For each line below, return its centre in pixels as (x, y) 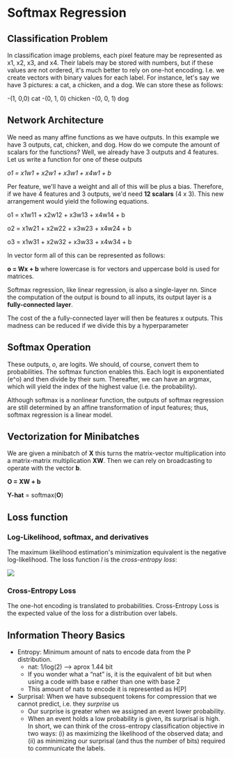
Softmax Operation (49, 348)
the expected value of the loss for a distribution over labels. (92, 613)
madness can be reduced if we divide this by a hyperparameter (98, 325)
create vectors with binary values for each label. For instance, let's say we (114, 77)
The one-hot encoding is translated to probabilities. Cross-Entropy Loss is (113, 606)
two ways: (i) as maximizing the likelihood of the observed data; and (125, 734)
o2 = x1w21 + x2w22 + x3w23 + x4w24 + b (70, 228)
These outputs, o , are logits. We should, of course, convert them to (103, 364)
